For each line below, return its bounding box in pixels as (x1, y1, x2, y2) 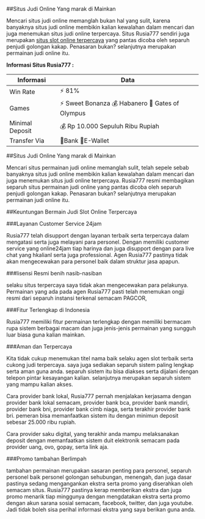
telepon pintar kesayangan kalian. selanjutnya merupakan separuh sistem (6, 374, 191, 381)
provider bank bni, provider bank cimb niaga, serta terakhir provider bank (6, 405, 191, 413)
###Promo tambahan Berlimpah (6, 455, 87, 462)
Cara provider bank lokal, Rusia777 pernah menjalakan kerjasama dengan (6, 393, 192, 399)
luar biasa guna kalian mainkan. (6, 331, 85, 338)
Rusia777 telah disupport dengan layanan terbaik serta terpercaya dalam (6, 232, 189, 239)
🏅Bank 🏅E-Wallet (60, 137, 109, 145)
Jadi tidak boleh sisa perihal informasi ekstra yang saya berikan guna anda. (6, 506, 196, 513)
